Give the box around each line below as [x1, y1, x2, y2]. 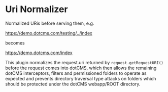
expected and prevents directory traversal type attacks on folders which [5, 75, 156, 81]
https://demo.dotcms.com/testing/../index [5, 30, 92, 36]
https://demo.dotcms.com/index [5, 50, 73, 56]
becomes [5, 39, 25, 46]
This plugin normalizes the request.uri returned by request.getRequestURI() [5, 59, 163, 65]
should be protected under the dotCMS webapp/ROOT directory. [5, 81, 141, 87]
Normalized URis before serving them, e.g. [5, 20, 94, 26]
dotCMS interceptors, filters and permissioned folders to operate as [5, 70, 147, 76]
